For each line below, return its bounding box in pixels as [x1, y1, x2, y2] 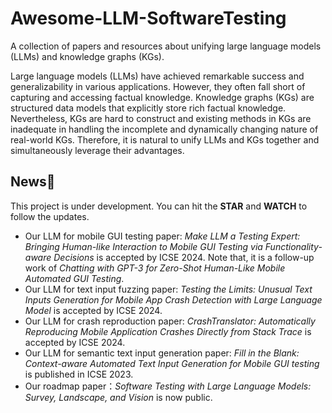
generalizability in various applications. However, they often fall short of [10, 80, 306, 92]
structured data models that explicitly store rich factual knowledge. [10, 102, 287, 114]
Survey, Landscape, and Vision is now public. [24, 391, 213, 403]
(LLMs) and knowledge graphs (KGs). [10, 50, 165, 62]
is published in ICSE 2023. [24, 368, 134, 380]
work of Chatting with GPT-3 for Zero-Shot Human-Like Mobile [24, 262, 286, 274]
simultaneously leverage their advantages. [10, 144, 185, 156]
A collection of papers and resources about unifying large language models [10, 40, 322, 52]
